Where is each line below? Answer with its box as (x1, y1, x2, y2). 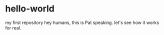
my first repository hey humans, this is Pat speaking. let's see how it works (5, 19, 159, 25)
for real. (5, 24, 21, 30)
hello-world (5, 3, 55, 14)
